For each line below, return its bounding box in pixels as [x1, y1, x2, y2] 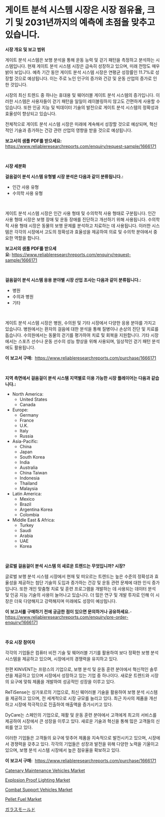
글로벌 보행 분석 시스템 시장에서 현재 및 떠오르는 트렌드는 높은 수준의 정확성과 [5, 573, 154, 579]
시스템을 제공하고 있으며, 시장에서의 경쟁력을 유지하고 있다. [5, 656, 118, 661]
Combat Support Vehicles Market [5, 786, 73, 792]
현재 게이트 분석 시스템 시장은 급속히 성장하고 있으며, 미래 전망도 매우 [27, 63, 160, 69]
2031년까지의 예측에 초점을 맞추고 [25, 17, 155, 28]
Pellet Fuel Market [5, 796, 42, 802]
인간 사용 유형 [12, 184, 39, 190]
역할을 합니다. [14, 235, 41, 241]
